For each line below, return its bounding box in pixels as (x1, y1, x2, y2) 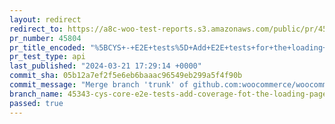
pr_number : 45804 (9, 33, 82, 43)
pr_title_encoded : (9, 42, 86, 53)
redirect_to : (9, 24, 64, 34)
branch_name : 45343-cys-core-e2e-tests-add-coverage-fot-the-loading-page (9, 89, 328, 99)
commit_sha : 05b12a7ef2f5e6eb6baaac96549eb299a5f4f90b (9, 71, 243, 81)
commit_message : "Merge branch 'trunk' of (9, 80, 189, 90)
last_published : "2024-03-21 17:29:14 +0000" (9, 61, 202, 71)
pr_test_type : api (9, 52, 86, 62)
